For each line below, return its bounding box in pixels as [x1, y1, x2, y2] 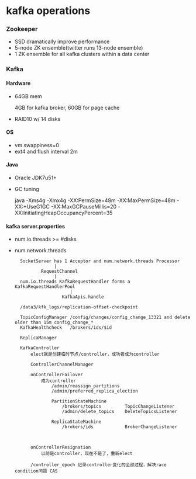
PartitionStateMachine [51, 398, 107, 404]
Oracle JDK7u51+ [14, 174, 57, 182]
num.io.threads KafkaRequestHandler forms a [20, 279, 130, 284]
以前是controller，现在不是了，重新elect [40, 451, 133, 457]
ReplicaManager [20, 335, 57, 341]
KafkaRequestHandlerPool [14, 284, 75, 290]
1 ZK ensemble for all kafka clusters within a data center [14, 51, 150, 58]
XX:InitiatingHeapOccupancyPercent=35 [14, 209, 113, 217]
